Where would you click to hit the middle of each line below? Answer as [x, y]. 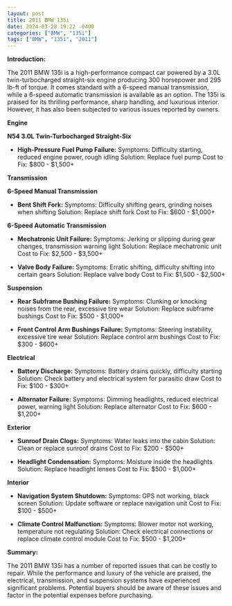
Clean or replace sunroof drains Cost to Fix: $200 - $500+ [101, 449]
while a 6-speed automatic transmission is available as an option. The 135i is [116, 95]
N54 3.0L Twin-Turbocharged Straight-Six [69, 137]
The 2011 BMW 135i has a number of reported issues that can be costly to [112, 566]
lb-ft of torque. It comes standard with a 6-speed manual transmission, [108, 87]
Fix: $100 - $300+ [43, 386]
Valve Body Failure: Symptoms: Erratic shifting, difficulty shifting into [116, 267]
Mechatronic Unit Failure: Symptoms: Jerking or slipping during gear [116, 239]
